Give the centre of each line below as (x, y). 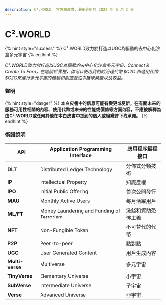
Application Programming (81, 149)
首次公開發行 (141, 192)
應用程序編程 (143, 149)
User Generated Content (69, 253)
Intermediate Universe (66, 286)
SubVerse (19, 286)
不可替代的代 (141, 227)
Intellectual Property (64, 182)
